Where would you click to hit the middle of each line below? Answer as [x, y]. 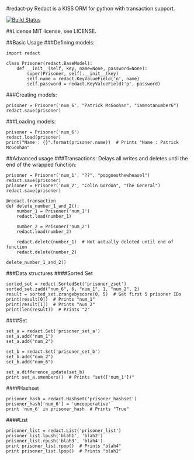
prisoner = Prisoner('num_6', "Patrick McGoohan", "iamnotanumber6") [93, 105]
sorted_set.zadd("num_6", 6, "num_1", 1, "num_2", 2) [73, 289]
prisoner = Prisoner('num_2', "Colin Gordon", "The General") [83, 186]
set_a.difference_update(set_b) [45, 372]
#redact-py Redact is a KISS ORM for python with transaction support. [91, 8]
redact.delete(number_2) [47, 252]
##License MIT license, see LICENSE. [51, 31]
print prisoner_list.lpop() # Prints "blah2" [64, 451]
